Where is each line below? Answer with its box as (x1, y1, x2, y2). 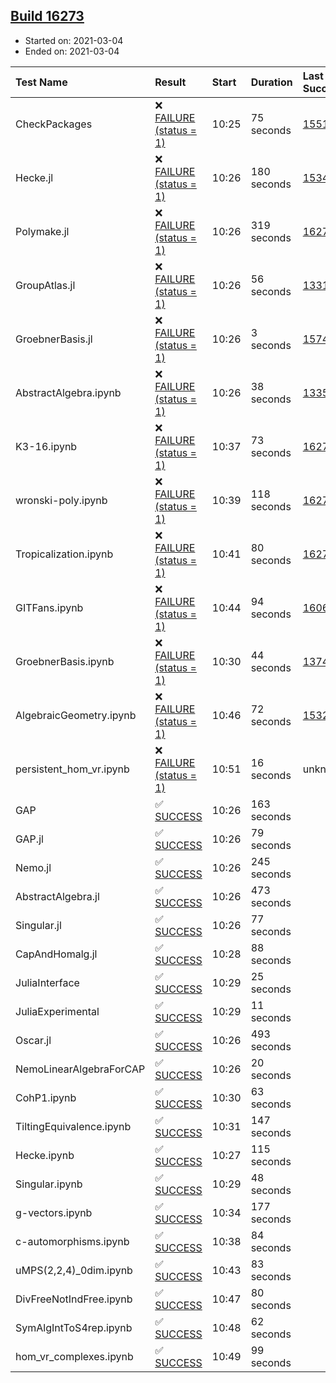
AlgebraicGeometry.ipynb (15, 708, 137, 722)
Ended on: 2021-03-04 (24, 45, 120, 57)
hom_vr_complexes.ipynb (15, 1349, 134, 1363)
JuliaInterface (15, 975, 80, 989)
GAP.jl (15, 832, 44, 846)
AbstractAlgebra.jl (15, 889, 100, 903)
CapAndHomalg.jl (15, 947, 98, 961)
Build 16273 (10, 8, 85, 25)
